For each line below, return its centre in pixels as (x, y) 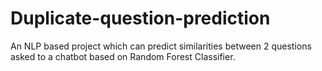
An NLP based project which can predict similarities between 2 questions (161, 46)
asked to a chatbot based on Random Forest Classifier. (123, 56)
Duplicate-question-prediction (140, 18)
